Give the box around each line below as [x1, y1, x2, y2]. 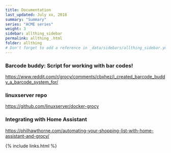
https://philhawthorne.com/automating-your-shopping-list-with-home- [5, 128, 154, 134]
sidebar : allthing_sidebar [5, 31, 63, 36]
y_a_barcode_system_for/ [5, 79, 59, 85]
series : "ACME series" [5, 21, 53, 27]
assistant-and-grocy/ [5, 133, 49, 139]
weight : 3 [5, 26, 26, 32]
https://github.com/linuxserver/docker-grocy [5, 103, 99, 109]
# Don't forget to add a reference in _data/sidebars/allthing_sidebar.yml [5, 45, 169, 50]
